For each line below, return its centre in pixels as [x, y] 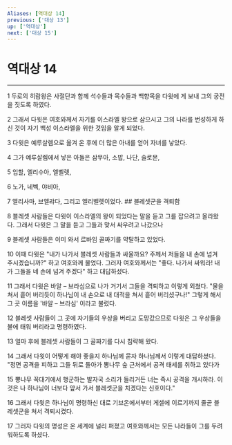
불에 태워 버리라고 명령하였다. [47, 327]
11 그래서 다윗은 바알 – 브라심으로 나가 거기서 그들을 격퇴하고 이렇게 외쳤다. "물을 [116, 286]
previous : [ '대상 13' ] [38, 20]
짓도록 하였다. [33, 105]
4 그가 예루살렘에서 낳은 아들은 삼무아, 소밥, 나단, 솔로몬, [84, 158]
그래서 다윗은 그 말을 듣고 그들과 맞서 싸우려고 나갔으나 [90, 225]
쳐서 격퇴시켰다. [52, 411]
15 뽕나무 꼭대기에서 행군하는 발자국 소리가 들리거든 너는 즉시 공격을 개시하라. [112, 379]
